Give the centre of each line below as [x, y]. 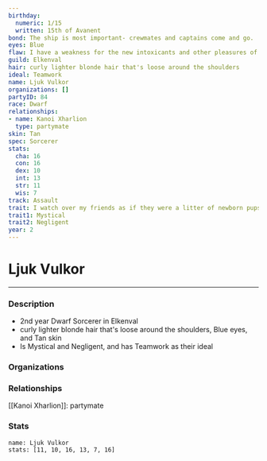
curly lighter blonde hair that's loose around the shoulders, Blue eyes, [133, 330]
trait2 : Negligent [39, 223]
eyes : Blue [26, 45]
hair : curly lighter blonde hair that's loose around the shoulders [124, 68]
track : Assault [33, 200]
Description [31, 304]
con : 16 [28, 164]
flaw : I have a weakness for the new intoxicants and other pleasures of [133, 52]
